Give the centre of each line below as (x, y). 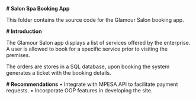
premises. (18, 55)
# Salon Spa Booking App (38, 9)
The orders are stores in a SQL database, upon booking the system (88, 66)
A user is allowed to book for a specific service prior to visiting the (87, 49)
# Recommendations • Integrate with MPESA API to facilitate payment (92, 84)
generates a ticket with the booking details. (59, 73)
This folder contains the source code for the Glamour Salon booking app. (95, 20)
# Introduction (24, 31)
